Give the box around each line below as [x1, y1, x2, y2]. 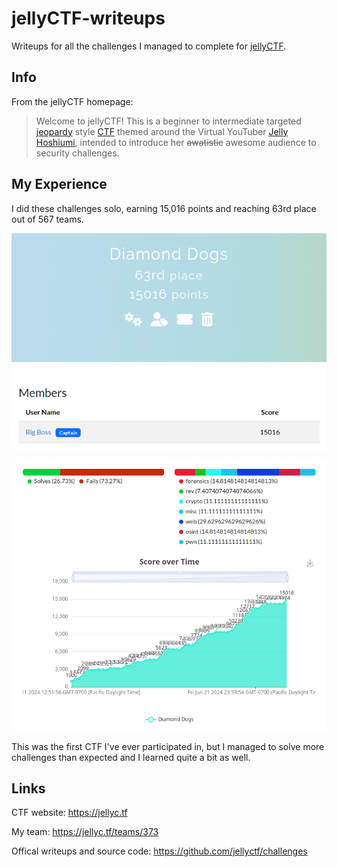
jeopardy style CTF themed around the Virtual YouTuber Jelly [35, 125, 289, 137]
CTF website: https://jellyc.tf [11, 807, 128, 819]
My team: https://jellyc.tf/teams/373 [11, 826, 159, 838]
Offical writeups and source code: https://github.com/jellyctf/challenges [11, 845, 308, 857]
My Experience [11, 176, 108, 193]
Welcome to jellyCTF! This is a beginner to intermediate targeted [35, 115, 302, 127]
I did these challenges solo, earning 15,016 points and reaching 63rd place [11, 202, 317, 214]
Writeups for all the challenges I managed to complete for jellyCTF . [11, 40, 287, 52]
